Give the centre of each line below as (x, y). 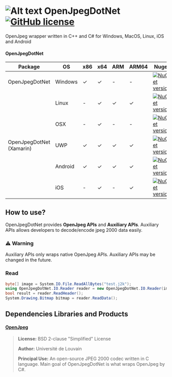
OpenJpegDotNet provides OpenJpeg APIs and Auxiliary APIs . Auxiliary (82, 224)
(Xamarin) (20, 149)
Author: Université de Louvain (50, 348)
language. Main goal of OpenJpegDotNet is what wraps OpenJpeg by (91, 364)
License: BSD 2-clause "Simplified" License (64, 339)
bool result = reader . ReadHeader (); (44, 293)
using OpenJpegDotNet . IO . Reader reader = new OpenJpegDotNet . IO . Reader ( (84, 289)
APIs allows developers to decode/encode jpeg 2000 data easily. (74, 230)
